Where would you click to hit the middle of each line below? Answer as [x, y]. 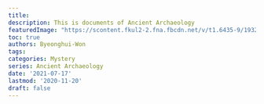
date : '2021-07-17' [40, 74]
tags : [17, 52]
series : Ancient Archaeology [56, 66]
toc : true [24, 37]
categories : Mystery [42, 59]
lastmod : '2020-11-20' [45, 81]
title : [19, 15]
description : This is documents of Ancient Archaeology [101, 23]
